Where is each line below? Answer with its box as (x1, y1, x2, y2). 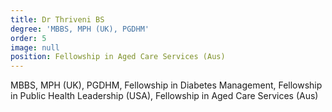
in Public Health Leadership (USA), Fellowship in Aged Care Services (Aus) (10, 90, 319, 102)
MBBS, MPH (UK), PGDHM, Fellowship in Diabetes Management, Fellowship (10, 79, 323, 91)
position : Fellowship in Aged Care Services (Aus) (10, 52, 226, 62)
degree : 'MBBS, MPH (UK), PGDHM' (10, 24, 150, 34)
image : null (10, 42, 60, 53)
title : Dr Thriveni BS (10, 14, 105, 25)
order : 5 (10, 33, 47, 43)
